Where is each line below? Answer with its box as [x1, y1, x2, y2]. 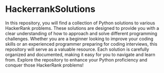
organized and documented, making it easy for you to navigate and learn [5, 51, 155, 58]
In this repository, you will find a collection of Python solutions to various [5, 20, 155, 26]
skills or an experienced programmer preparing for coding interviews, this [5, 41, 157, 47]
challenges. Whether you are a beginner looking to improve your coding [5, 36, 154, 42]
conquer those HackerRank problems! [5, 62, 84, 68]
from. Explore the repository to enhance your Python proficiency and [5, 57, 147, 63]
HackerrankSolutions [5, 3, 96, 15]
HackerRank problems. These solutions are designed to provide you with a [5, 25, 159, 31]
